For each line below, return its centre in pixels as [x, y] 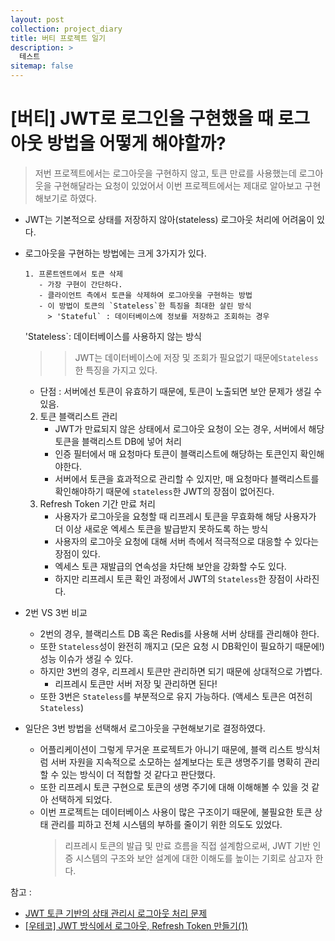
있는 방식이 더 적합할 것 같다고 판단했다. [138, 774]
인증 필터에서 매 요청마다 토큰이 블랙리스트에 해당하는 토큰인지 [176, 453]
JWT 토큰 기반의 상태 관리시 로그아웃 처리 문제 [116, 913]
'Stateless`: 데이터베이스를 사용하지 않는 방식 [113, 336]
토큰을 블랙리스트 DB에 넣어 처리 [118, 441]
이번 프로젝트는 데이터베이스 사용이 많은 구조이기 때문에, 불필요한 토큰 [176, 812]
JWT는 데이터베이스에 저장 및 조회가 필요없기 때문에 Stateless [196, 357]
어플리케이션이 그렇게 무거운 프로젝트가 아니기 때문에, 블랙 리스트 [166, 749]
